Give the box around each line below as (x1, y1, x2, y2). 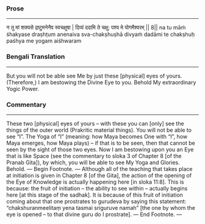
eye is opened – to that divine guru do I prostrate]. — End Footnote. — (6, 211, 182, 218)
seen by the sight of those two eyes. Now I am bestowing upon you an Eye (6, 145, 194, 153)
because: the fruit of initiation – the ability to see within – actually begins (6, 184, 188, 192)
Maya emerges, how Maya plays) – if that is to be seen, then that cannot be (6, 139, 195, 146)
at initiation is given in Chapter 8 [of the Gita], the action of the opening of (6, 172, 192, 179)
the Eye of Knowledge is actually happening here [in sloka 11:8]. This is (6, 178, 184, 186)
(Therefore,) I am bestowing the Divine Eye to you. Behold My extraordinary (6, 78, 196, 86)
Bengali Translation (6, 52, 65, 61)
